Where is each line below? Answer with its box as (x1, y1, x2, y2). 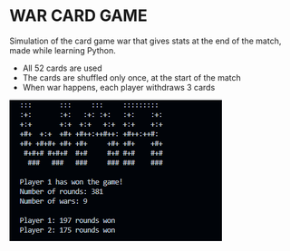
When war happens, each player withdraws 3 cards (22, 82, 216, 92)
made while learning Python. (9, 44, 116, 55)
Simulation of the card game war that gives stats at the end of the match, (9, 35, 282, 46)
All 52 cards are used (22, 63, 102, 73)
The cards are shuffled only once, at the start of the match (22, 72, 242, 82)
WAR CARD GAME (9, 5, 148, 26)
